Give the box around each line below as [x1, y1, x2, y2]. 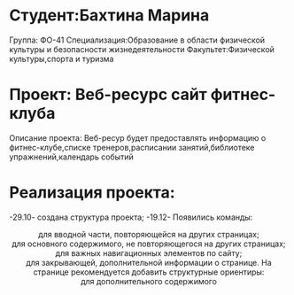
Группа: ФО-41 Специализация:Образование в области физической [9, 35, 266, 45]
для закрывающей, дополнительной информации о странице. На [26, 257, 272, 268]
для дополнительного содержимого [81, 276, 217, 286]
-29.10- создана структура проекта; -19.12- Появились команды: [9, 212, 253, 222]
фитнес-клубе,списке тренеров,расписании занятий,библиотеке [9, 142, 255, 152]
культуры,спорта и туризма [9, 53, 114, 64]
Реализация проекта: [9, 182, 175, 203]
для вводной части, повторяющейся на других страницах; [38, 229, 259, 239]
